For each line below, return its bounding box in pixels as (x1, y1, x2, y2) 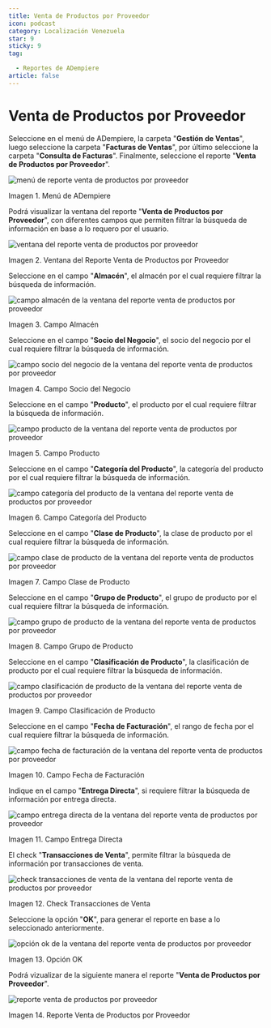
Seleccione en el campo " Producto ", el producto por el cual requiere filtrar (8, 399, 257, 409)
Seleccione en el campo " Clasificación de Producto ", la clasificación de (8, 657, 249, 666)
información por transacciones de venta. (8, 859, 144, 868)
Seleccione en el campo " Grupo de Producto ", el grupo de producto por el (8, 593, 257, 602)
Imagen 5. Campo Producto (8, 448, 100, 458)
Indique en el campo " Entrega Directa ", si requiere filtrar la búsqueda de (8, 786, 251, 795)
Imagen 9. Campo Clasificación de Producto (8, 705, 155, 715)
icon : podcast (8, 19, 57, 28)
